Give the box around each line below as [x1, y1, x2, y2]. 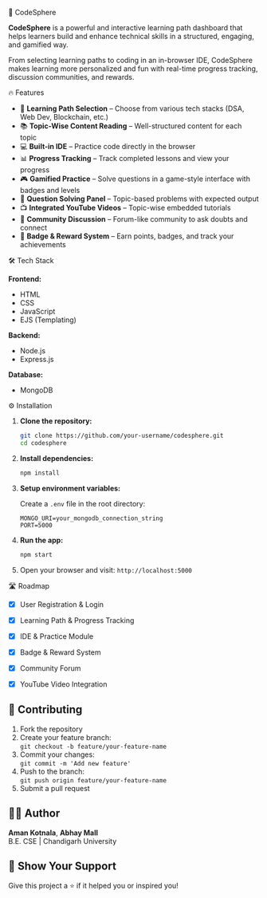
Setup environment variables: [19, 483, 121, 493]
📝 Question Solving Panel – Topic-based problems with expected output [19, 194, 259, 203]
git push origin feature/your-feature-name [19, 776, 167, 785]
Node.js [19, 346, 46, 355]
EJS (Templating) [19, 315, 77, 325]
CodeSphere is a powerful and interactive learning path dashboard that [8, 23, 243, 32]
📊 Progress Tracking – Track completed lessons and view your [19, 154, 230, 163]
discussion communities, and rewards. [8, 73, 135, 81]
